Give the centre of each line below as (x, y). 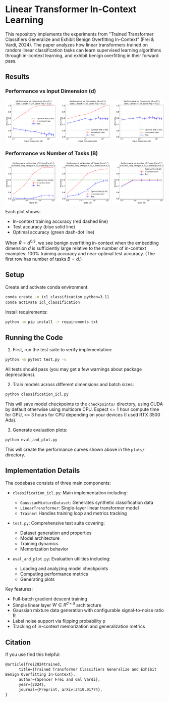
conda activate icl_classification (43, 302)
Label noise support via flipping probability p (59, 621)
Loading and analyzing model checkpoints (64, 568)
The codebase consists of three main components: (58, 483)
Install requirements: (26, 312)
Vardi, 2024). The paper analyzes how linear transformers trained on (76, 44)
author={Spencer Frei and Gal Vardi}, (59, 680)
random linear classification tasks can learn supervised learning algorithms (83, 50)
